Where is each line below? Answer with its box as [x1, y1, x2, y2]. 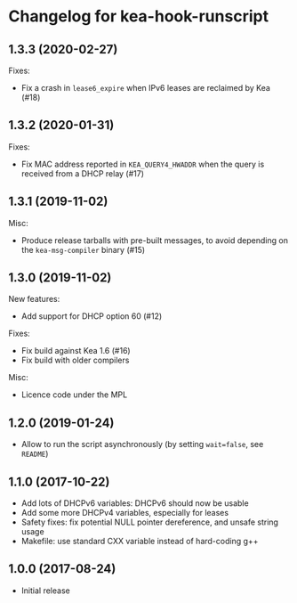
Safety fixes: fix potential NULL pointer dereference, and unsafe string [20, 517, 279, 527]
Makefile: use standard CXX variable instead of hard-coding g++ [20, 536, 259, 547]
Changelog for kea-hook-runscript [8, 6, 269, 27]
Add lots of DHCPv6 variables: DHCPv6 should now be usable [20, 498, 250, 509]
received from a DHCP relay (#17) [20, 167, 144, 179]
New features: [8, 294, 60, 305]
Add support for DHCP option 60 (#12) [20, 311, 163, 322]
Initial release [20, 585, 70, 596]
